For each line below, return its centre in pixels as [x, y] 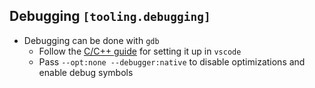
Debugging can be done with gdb [91, 40]
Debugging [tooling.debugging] [110, 16]
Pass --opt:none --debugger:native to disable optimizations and [172, 61]
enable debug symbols [86, 72]
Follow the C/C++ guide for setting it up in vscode [140, 51]
